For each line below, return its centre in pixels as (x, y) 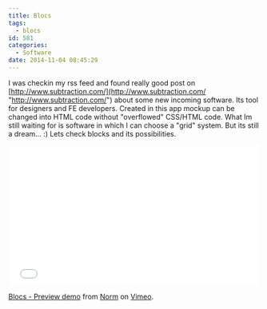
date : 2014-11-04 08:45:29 (53, 61)
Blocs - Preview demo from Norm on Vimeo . (81, 296)
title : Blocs (30, 16)
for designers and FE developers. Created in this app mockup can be (122, 108)
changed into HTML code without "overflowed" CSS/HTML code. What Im (130, 117)
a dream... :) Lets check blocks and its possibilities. (92, 133)
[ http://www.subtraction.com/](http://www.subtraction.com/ (107, 91)
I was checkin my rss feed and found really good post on (102, 83)
